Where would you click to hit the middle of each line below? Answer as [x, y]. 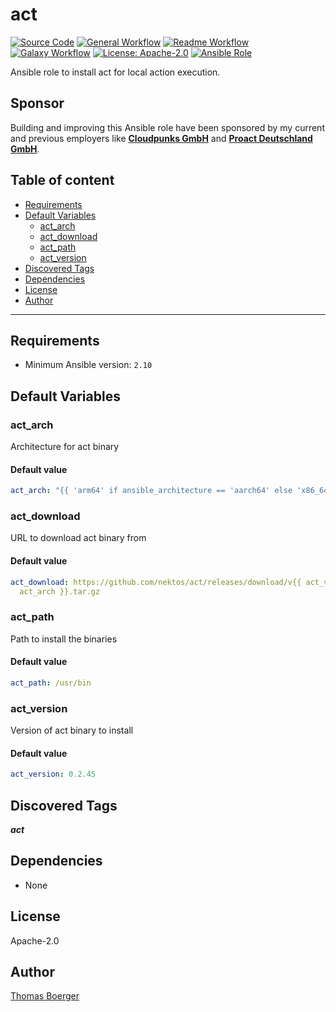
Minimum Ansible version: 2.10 [88, 365]
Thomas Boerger [45, 996]
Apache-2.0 [35, 940]
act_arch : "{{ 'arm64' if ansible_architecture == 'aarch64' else [151, 491]
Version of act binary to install [72, 730]
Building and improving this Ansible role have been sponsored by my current [167, 127]
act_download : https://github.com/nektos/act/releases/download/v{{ [156, 582]
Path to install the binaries [64, 639]
